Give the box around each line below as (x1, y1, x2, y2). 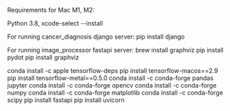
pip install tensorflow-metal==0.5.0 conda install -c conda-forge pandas (7, 74, 213, 82)
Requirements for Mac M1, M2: (7, 6, 95, 14)
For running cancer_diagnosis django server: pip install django (7, 32, 185, 41)
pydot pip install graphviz (7, 53, 80, 61)
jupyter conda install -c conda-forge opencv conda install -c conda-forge (7, 81, 217, 89)
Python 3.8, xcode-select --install (7, 19, 103, 27)
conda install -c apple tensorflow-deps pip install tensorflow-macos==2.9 (7, 67, 218, 74)
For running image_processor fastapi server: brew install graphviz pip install (7, 46, 224, 54)
